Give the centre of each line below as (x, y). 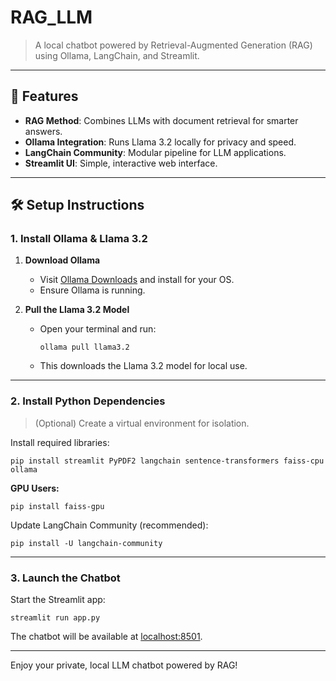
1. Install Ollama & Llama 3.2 (79, 239)
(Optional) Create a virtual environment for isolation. (142, 423)
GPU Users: (35, 488)
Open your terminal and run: (98, 329)
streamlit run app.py (55, 618)
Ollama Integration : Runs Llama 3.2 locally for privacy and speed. (160, 142)
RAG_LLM (51, 17)
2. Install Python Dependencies (88, 401)
